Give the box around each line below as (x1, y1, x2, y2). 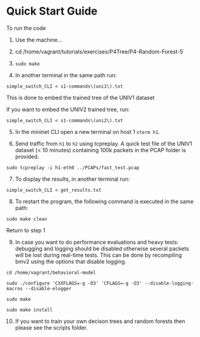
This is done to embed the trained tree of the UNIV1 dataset (6, 94, 155, 101)
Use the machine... (15, 36, 62, 43)
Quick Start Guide (6, 4, 98, 18)
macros (6, 285, 23, 291)
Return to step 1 (6, 226, 45, 234)
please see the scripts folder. (15, 324, 88, 331)
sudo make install (6, 307, 53, 313)
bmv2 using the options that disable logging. (15, 257, 127, 265)
